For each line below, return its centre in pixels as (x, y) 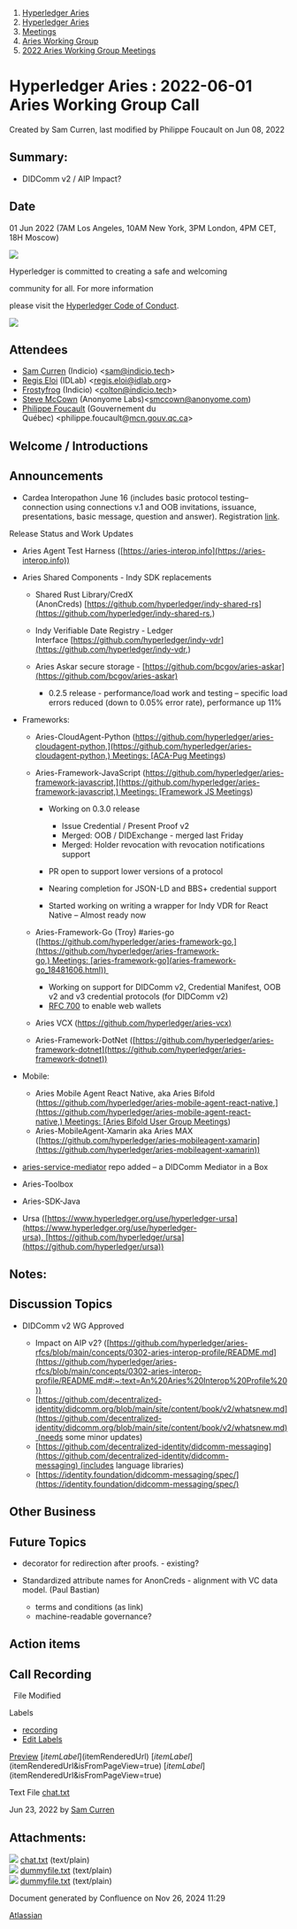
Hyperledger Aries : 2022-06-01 (131, 86)
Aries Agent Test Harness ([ (72, 550)
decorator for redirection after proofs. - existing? (110, 1563)
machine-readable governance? (93, 1616)
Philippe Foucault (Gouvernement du (89, 409)
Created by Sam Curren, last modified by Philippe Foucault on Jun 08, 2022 (147, 129)
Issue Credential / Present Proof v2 (126, 825)
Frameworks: (46, 719)
